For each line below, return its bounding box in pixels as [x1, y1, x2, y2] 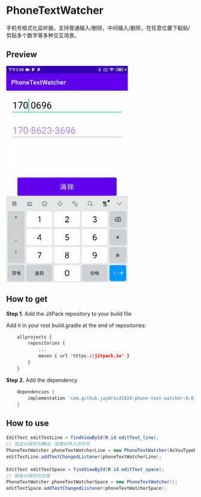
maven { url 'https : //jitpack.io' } [38, 353, 130, 359]
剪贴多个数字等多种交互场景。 [6, 31, 80, 39]
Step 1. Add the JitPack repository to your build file [6, 310, 132, 317]
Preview [6, 49, 38, 60]
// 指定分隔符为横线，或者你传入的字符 [6, 441, 90, 447]
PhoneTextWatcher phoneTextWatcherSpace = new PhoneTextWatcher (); [6, 479, 178, 485]
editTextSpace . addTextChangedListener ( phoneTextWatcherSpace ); [6, 486, 167, 492]
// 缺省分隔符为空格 [6, 472, 50, 479]
